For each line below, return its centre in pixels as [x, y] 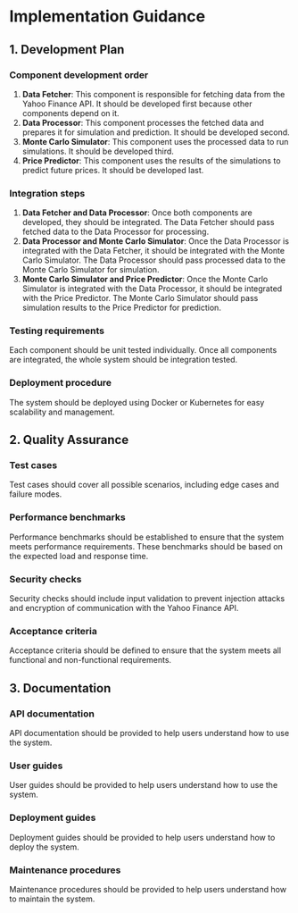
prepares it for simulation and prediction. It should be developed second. [156, 132]
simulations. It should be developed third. [98, 151]
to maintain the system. [52, 899]
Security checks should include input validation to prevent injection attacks [147, 599]
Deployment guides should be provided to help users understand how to [142, 837]
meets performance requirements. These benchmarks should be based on [146, 546]
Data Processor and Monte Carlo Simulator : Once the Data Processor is [156, 241]
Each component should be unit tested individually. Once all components [143, 350]
